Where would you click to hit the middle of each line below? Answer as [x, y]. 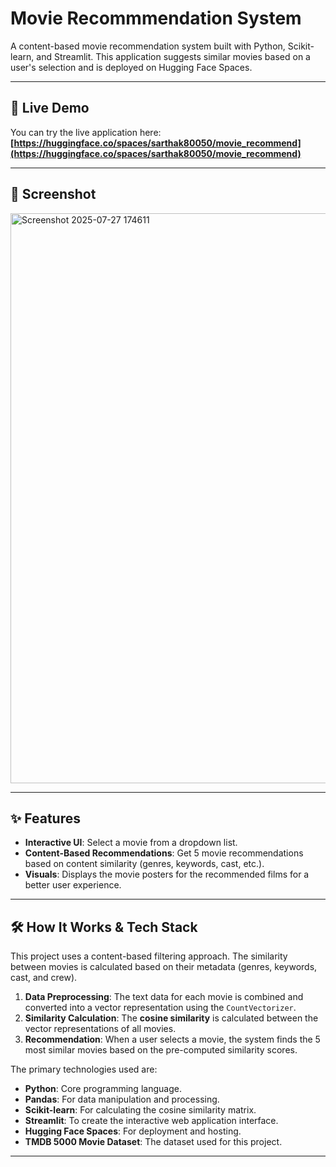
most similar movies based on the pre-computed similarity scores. [161, 1050]
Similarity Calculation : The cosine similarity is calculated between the [171, 1018]
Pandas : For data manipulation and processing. [122, 1099]
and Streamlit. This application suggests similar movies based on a [173, 56]
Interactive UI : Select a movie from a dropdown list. [131, 843]
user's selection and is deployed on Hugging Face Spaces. [131, 67]
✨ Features [45, 818]
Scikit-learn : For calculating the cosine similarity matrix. [140, 1110]
